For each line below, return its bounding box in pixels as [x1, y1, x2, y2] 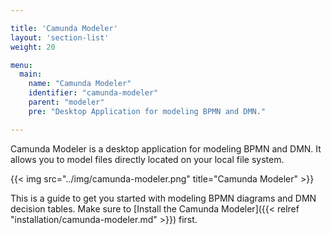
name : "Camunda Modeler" [28, 79, 132, 89]
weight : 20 [10, 42, 56, 52]
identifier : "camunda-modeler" [28, 88, 159, 98]
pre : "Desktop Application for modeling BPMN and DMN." [28, 106, 267, 116]
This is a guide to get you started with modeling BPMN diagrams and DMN [10, 192, 317, 204]
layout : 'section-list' [10, 32, 110, 43]
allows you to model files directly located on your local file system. [10, 153, 285, 165]
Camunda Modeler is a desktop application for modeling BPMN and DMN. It [10, 142, 322, 155]
